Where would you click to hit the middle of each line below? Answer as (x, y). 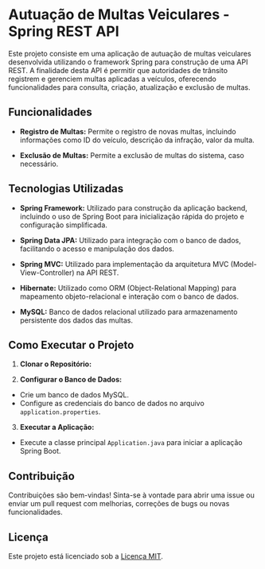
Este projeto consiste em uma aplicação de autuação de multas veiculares (130, 53)
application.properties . (60, 412)
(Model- (244, 264)
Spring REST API (64, 31)
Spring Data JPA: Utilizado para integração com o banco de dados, (130, 240)
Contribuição (42, 476)
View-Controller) (47, 273)
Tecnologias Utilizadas (66, 189)
